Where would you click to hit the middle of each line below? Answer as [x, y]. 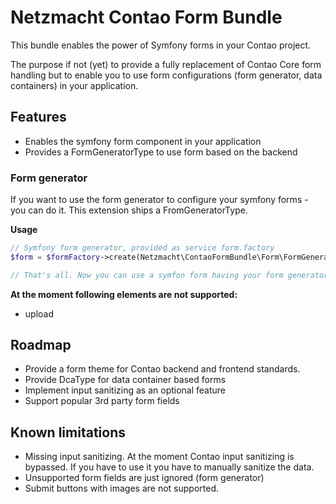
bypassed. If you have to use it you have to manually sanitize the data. [169, 467]
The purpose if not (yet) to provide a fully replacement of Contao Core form [166, 64]
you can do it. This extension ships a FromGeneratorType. [129, 210]
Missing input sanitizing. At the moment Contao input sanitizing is [159, 457]
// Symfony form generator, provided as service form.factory [142, 248]
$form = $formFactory [55, 257]
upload [39, 313]
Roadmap [41, 345]
